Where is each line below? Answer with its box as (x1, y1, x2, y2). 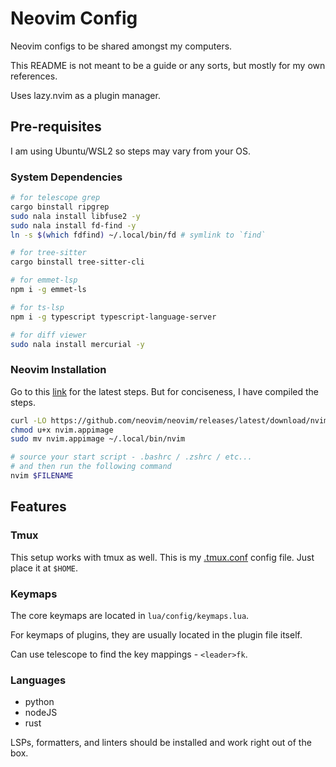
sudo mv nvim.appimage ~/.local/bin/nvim (10, 434, 186, 444)
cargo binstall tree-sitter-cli (10, 257, 145, 267)
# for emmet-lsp (10, 275, 78, 286)
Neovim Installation (10, 363, 107, 377)
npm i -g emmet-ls (10, 285, 87, 295)
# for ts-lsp (10, 302, 65, 312)
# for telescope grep (10, 193, 101, 203)
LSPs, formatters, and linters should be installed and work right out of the (10, 737, 312, 749)
